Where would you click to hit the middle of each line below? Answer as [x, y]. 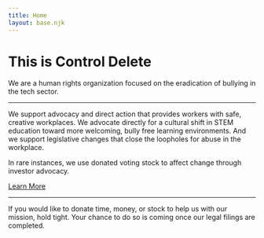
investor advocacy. [39, 171]
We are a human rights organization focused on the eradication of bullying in [132, 83]
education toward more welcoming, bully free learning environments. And [127, 131]
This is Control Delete [80, 62]
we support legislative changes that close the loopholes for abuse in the [125, 139]
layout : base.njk [37, 23]
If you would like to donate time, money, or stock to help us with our [118, 209]
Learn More [27, 186]
